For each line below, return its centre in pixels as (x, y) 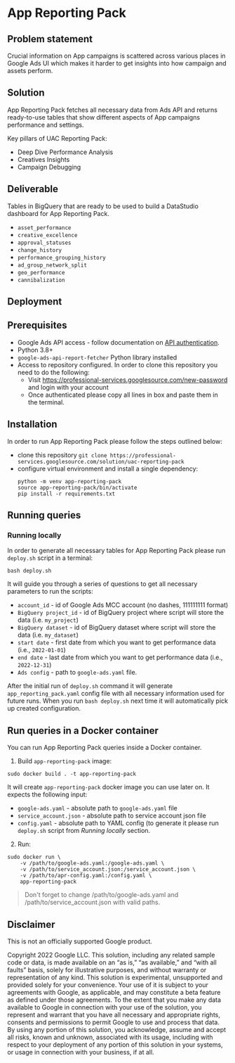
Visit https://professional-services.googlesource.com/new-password (128, 380)
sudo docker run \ (34, 857)
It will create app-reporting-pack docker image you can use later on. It (108, 787)
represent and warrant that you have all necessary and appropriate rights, (114, 1014)
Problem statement (50, 39)
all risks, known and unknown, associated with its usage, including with (110, 1037)
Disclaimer (31, 924)
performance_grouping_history (62, 257)
